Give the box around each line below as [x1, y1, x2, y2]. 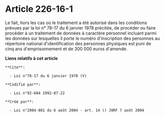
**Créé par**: [5, 99, 34, 104]
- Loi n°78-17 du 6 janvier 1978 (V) [9, 73, 87, 78]
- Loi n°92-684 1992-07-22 [9, 90, 65, 95]
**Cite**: [5, 65, 26, 70]
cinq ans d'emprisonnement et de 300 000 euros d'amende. [5, 46, 128, 52]
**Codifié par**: [5, 82, 41, 87]
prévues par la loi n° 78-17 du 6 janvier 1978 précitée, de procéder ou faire [5, 25, 156, 30]
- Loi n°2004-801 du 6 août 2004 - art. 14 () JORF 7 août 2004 [9, 108, 144, 113]
